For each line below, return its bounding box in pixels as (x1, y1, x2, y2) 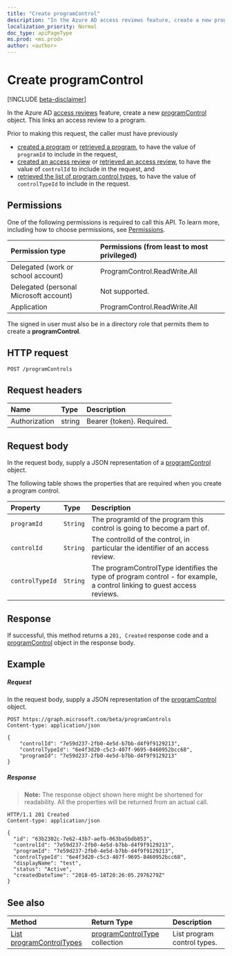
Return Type (91, 917, 133, 927)
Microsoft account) (10, 290, 73, 300)
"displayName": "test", (13, 860, 81, 867)
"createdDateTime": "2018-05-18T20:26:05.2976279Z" (13, 872, 166, 879)
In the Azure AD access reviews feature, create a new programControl (7, 108, 207, 116)
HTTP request (7, 347, 69, 359)
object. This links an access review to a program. (7, 116, 147, 124)
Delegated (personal (10, 282, 77, 292)
